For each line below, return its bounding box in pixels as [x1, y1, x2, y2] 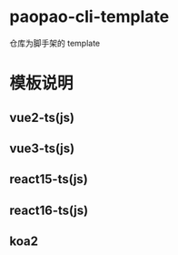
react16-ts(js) [9, 202, 89, 218]
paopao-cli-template [9, 6, 170, 27]
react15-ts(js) [9, 171, 88, 188]
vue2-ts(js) [9, 109, 75, 125]
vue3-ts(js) [9, 140, 75, 156]
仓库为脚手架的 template [9, 37, 101, 48]
